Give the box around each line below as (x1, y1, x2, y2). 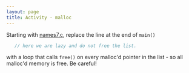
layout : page (6, 8, 39, 15)
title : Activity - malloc (6, 14, 71, 21)
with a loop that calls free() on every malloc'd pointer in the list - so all (6, 54, 183, 61)
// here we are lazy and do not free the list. (14, 43, 137, 49)
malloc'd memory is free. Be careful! (6, 60, 97, 67)
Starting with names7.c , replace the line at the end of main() (6, 31, 156, 38)
